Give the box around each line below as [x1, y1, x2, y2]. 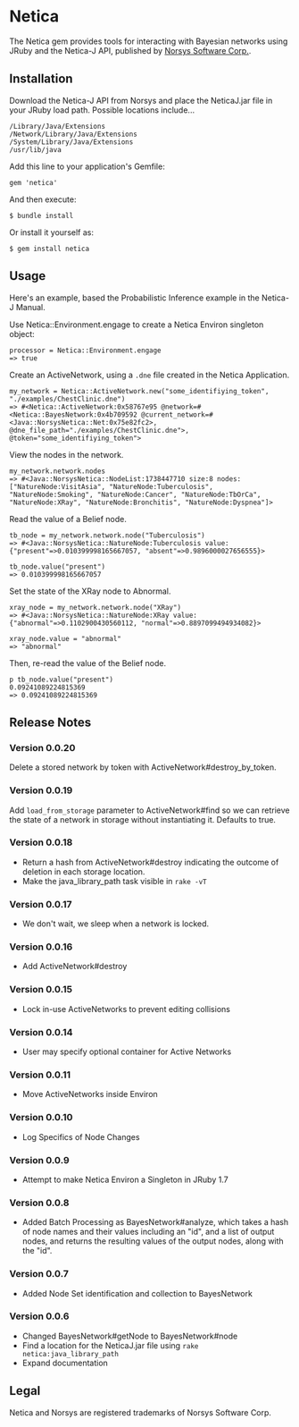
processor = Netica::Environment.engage [9, 346, 162, 355]
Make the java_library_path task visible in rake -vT [21, 875, 207, 886]
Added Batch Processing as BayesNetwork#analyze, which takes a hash [21, 1217, 289, 1228]
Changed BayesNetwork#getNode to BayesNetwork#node [21, 1330, 238, 1341]
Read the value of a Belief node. [9, 513, 127, 524]
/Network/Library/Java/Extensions [9, 130, 138, 139]
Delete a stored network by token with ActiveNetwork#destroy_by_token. [9, 762, 277, 773]
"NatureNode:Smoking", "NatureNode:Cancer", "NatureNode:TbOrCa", [9, 490, 262, 499]
